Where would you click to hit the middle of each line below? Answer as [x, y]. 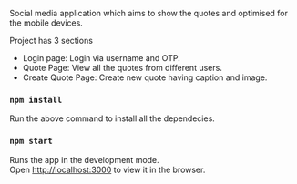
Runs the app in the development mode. [84, 159]
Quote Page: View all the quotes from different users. [123, 68]
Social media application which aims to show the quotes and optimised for [149, 13]
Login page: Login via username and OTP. [101, 58]
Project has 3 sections [51, 41]
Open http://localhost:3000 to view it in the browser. [108, 169]
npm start [31, 141]
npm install [36, 100]
